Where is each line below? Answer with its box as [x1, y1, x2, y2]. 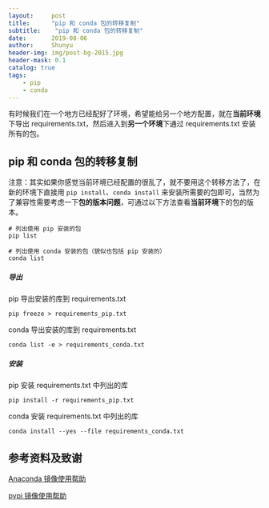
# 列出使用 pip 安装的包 [8, 225, 82, 233]
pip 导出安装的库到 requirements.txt [8, 294, 126, 304]
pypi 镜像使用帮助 [8, 490, 67, 500]
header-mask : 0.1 [8, 57, 66, 65]
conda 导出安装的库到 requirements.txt [8, 325, 137, 334]
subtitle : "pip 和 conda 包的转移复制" [8, 26, 144, 34]
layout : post [8, 11, 66, 20]
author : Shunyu [8, 42, 74, 50]
